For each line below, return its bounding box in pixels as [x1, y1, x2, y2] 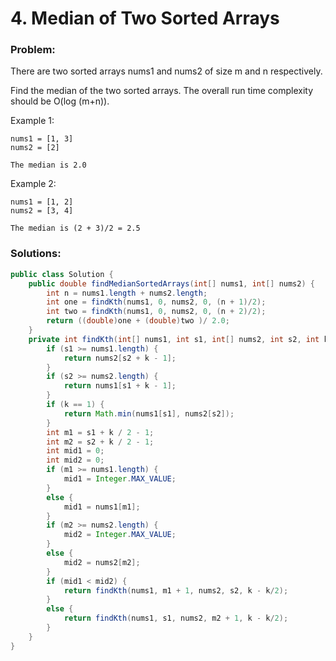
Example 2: [10, 178, 57, 190]
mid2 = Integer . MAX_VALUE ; [63, 530, 177, 540]
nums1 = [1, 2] [10, 197, 74, 207]
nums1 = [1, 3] [10, 134, 74, 144]
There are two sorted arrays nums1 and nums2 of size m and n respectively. [10, 65, 323, 77]
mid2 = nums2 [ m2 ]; [63, 557, 141, 567]
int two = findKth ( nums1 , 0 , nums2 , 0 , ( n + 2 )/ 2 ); [46, 307, 267, 317]
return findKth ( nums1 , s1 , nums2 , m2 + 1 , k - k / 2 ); [63, 613, 289, 624]
